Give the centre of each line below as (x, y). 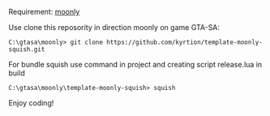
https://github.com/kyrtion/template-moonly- (185, 42)
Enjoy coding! (31, 103)
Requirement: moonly (44, 12)
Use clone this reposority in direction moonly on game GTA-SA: (114, 27)
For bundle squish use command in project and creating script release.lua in (135, 64)
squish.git (27, 49)
